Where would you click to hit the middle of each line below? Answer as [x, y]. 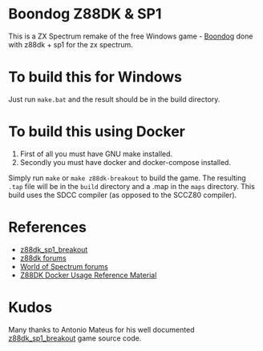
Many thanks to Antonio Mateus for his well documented [101, 329]
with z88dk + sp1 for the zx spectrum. [71, 44]
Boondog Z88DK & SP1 [85, 14]
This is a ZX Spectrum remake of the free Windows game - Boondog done [131, 36]
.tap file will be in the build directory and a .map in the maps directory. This [131, 186]
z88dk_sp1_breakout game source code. [75, 338]
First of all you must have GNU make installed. [96, 154]
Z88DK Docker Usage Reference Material [88, 275]
